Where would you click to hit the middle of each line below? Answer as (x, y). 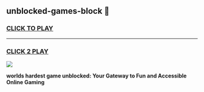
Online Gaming (25, 82)
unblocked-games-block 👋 (58, 11)
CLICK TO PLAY (30, 28)
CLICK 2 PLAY (27, 51)
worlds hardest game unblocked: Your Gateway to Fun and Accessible (97, 76)
